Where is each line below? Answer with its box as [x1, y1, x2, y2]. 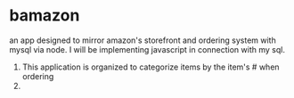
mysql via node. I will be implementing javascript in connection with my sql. [9, 44, 285, 54]
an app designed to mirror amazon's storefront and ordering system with [9, 35, 276, 45]
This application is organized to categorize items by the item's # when [21, 61, 280, 72]
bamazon [9, 5, 80, 26]
